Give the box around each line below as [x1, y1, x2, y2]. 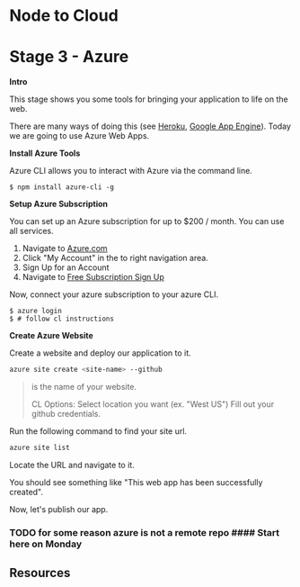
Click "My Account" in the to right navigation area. [22, 253, 208, 264]
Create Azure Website [9, 330, 94, 341]
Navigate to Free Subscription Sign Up [22, 272, 164, 283]
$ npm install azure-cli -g [9, 183, 115, 192]
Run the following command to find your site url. [9, 426, 187, 437]
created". [9, 486, 43, 497]
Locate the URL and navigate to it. [9, 459, 135, 470]
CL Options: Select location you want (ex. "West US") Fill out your [31, 399, 275, 410]
